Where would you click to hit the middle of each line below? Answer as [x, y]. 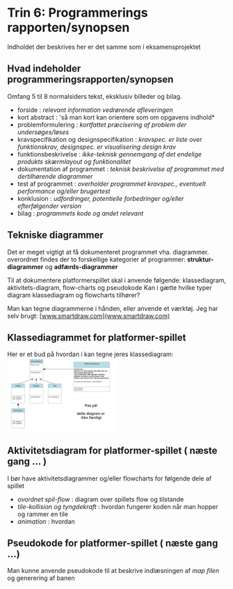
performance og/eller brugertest [64, 191]
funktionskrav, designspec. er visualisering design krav [96, 147]
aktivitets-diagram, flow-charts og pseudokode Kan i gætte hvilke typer [110, 287]
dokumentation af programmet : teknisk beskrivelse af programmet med [121, 169]
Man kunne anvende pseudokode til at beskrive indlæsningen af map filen [113, 571]
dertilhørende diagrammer [55, 176]
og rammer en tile [42, 514]
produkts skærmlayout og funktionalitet [74, 161]
